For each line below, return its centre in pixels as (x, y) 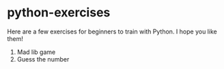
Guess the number (43, 59)
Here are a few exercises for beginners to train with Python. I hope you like (112, 31)
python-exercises (59, 13)
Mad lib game (36, 52)
